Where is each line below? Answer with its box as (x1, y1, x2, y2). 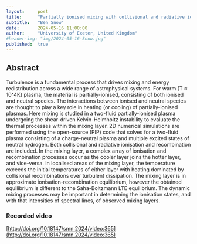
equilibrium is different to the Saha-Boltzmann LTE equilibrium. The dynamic (6, 184, 191, 191)
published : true (6, 42, 49, 48)
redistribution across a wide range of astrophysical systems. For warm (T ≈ (6, 84, 188, 91)
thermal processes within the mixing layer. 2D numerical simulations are (6, 122, 180, 129)
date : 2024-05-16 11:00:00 (6, 25, 88, 31)
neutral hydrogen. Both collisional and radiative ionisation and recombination (6, 141, 191, 148)
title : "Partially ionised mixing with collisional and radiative (6, 14, 185, 20)
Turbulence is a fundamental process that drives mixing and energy (6, 79, 169, 86)
